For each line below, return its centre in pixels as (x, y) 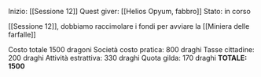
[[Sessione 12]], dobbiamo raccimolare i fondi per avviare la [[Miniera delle (129, 26)
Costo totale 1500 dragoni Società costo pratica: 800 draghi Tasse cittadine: (131, 49)
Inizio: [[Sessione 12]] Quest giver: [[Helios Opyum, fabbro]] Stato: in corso (130, 11)
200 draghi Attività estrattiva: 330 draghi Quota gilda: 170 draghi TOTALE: (128, 58)
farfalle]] (22, 35)
